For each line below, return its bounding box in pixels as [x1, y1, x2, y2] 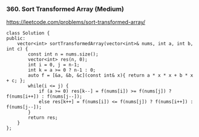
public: [6, 36, 26, 42]
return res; [28, 115, 59, 121]
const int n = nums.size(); [28, 51, 99, 57]
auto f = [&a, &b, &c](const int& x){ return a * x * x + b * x [28, 72, 194, 78]
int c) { [6, 46, 28, 53]
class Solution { [6, 30, 50, 36]
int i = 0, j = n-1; [28, 62, 80, 68]
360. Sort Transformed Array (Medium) [6, 5, 124, 13]
